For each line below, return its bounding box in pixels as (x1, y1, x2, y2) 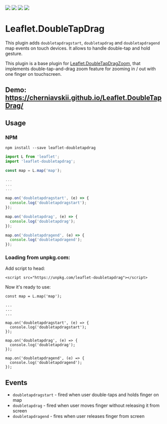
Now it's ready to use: (5, 284, 51, 290)
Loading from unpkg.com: (5, 254, 71, 261)
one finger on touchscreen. (5, 71, 62, 77)
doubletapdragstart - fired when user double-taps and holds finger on (12, 392, 159, 398)
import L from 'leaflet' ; (5, 154, 60, 159)
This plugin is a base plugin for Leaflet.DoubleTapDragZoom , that (5, 60, 141, 66)
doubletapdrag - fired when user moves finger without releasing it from (12, 402, 160, 409)
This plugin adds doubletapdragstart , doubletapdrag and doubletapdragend (5, 39, 160, 45)
